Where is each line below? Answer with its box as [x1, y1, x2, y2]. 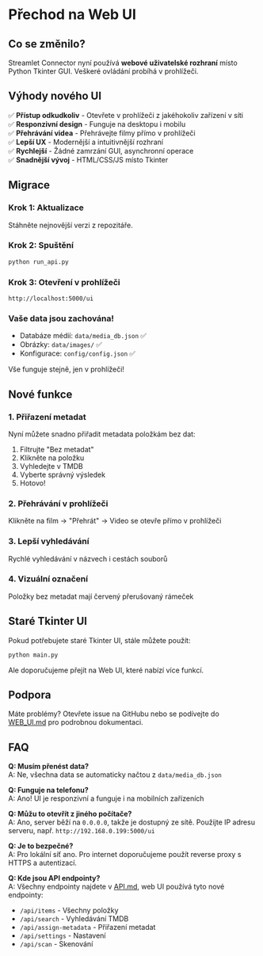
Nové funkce [8, 387, 73, 401]
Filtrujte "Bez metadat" [19, 444, 94, 454]
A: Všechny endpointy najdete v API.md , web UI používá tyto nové [8, 882, 225, 892]
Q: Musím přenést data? [8, 762, 90, 771]
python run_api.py [8, 257, 69, 266]
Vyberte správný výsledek [19, 470, 105, 479]
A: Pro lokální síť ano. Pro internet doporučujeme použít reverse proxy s [8, 850, 242, 859]
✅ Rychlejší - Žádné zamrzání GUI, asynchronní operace [8, 146, 194, 155]
